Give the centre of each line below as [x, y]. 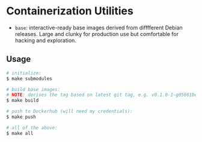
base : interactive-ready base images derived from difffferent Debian [99, 28]
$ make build [23, 101]
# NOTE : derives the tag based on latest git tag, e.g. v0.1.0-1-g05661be [102, 95]
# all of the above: [32, 128]
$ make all [20, 133]
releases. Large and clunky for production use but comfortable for [97, 34]
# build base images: [33, 89]
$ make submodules [29, 78]
